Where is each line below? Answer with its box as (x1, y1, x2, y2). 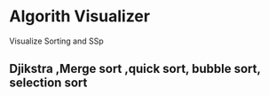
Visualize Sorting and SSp (9, 36, 104, 46)
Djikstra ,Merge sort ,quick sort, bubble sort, (9, 61, 261, 76)
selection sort (9, 76, 88, 91)
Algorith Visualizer (9, 6, 151, 27)
